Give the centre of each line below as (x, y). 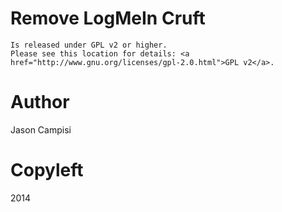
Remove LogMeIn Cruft (108, 18)
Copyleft (47, 170)
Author (40, 102)
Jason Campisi (41, 129)
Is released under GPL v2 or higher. (89, 45)
